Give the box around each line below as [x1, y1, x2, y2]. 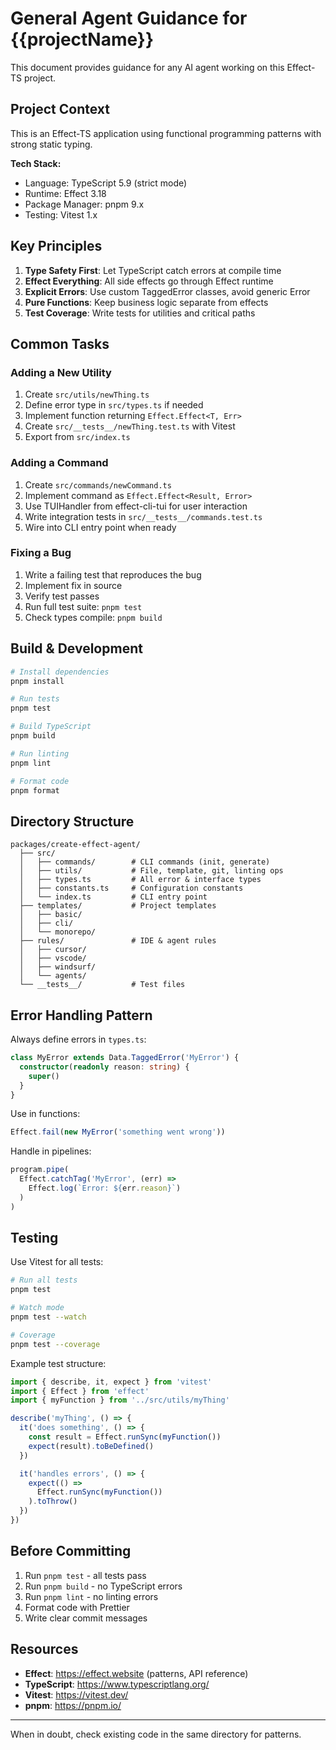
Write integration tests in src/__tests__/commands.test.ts [24, 510, 263, 522]
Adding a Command [10, 456, 109, 470]
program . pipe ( [10, 1165, 70, 1175]
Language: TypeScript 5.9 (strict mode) [24, 177, 188, 189]
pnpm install [10, 676, 65, 686]
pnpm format [10, 785, 60, 796]
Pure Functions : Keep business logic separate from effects [24, 296, 269, 308]
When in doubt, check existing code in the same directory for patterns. [10, 1728, 302, 1740]
